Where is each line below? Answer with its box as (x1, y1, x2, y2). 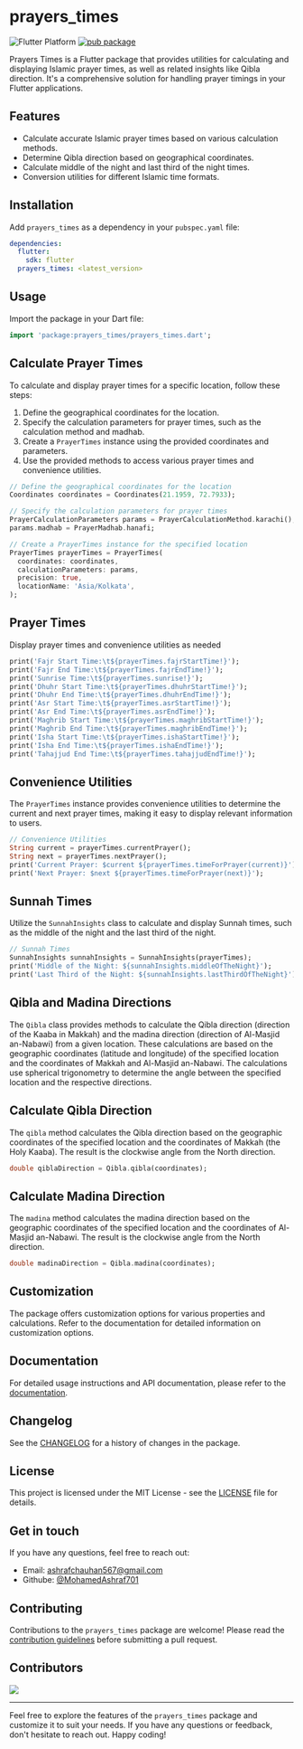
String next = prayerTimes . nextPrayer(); (9, 852, 168, 861)
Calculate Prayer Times (9, 355, 143, 372)
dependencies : (9, 239, 63, 248)
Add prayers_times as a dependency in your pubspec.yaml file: (9, 222, 241, 232)
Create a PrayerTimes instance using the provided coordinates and (22, 436, 269, 447)
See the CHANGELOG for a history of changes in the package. (9, 1437, 241, 1448)
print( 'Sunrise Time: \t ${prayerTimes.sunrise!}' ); (9, 674, 204, 683)
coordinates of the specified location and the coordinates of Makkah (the (9, 1137, 281, 1148)
